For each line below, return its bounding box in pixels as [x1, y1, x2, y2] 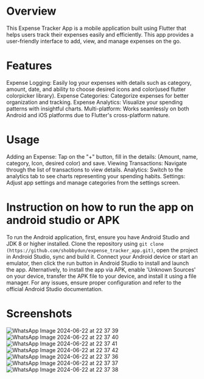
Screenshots [6, 306, 72, 320]
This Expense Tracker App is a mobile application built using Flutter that [6, 24, 187, 32]
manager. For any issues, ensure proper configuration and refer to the [6, 279, 181, 286]
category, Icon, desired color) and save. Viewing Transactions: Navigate [6, 159, 187, 167]
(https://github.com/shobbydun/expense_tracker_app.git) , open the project [6, 246, 198, 254]
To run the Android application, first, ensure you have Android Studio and [6, 233, 190, 240]
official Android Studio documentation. [6, 285, 104, 292]
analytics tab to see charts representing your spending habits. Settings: [6, 172, 186, 179]
